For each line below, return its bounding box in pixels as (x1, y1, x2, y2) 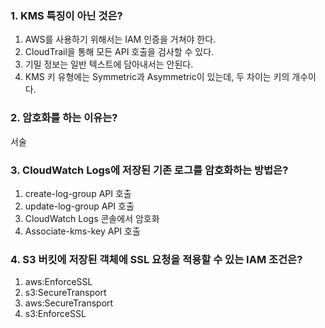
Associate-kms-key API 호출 (24, 225, 141, 237)
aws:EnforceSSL (24, 276, 93, 288)
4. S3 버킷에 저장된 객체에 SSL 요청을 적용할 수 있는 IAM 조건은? (10, 252, 303, 266)
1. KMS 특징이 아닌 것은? (10, 8, 123, 22)
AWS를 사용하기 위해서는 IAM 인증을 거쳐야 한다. (24, 33, 217, 46)
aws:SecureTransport (24, 297, 114, 309)
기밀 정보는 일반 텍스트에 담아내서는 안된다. (24, 58, 194, 71)
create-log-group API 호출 (24, 187, 132, 199)
